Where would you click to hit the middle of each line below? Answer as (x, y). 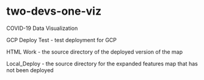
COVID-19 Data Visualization (42, 28)
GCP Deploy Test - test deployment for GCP (62, 40)
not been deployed (30, 70)
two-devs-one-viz (54, 11)
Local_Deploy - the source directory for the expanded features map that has (102, 64)
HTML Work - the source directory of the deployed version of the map (95, 52)
